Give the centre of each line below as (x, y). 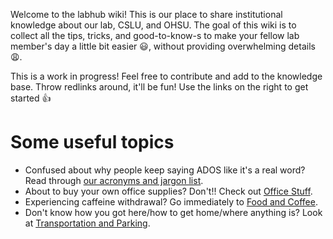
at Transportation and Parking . (87, 223)
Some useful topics (92, 142)
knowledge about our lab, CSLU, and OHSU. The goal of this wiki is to (153, 25)
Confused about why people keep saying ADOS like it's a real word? (165, 170)
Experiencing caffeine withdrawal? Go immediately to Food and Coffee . (171, 201)
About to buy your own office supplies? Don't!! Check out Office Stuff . (168, 191)
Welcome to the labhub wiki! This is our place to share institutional (146, 14)
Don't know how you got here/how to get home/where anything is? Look (173, 212)
